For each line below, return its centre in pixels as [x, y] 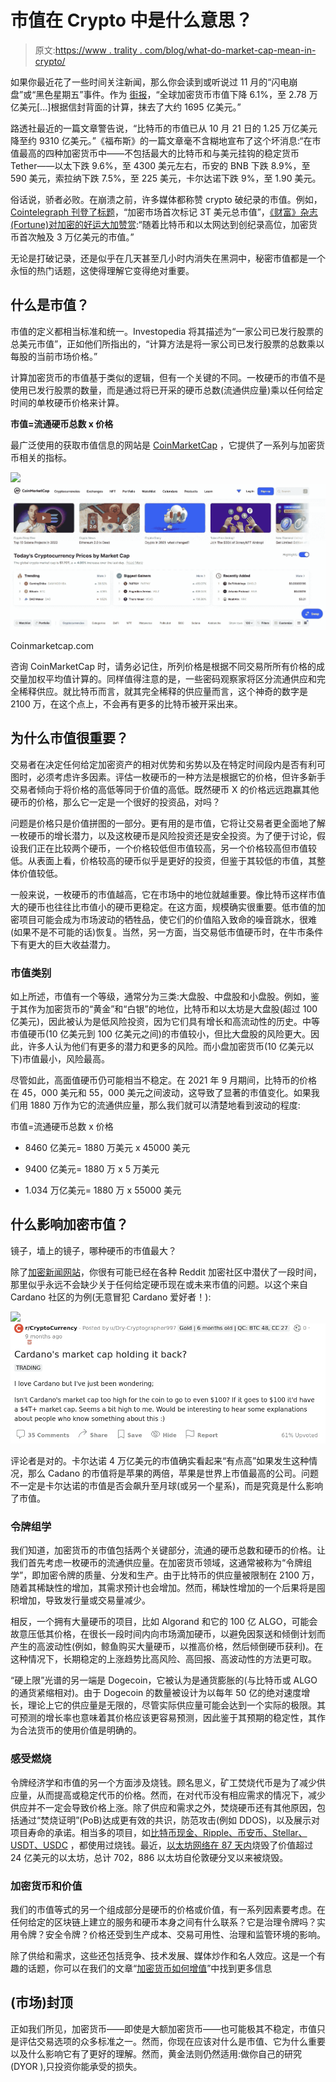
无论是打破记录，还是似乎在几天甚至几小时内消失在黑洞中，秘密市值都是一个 [168, 258]
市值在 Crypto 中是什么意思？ [131, 20]
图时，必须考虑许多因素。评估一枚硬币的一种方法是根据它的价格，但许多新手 [168, 777]
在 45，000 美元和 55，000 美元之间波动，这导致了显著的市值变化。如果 [161, 1092]
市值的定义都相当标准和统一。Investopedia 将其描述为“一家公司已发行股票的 [167, 331]
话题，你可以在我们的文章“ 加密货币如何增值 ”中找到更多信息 [150, 1968]
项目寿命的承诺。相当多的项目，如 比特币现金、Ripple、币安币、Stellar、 [159, 1832]
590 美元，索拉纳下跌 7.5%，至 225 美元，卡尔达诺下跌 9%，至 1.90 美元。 [166, 178]
